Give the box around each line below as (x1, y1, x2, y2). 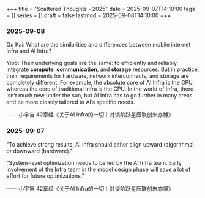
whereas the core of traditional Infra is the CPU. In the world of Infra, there (6, 85, 194, 93)
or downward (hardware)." (6, 147, 73, 154)
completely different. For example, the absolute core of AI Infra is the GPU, (6, 79, 195, 86)
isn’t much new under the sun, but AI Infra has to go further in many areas (6, 92, 193, 99)
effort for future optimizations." (6, 172, 84, 180)
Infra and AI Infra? (6, 47, 52, 55)
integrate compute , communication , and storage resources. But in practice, (6, 66, 199, 73)
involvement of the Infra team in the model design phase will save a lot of (6, 166, 191, 173)
